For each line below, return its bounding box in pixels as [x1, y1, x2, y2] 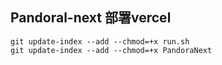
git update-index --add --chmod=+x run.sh [10, 36, 190, 47]
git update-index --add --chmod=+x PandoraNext [10, 45, 213, 55]
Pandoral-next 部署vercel [10, 9, 172, 27]
